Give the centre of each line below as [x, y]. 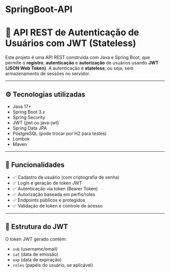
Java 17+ [22, 106]
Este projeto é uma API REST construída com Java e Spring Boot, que [78, 57]
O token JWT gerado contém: [36, 239]
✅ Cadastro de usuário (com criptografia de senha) [66, 177]
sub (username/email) [35, 249]
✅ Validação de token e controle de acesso [57, 206]
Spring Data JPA [30, 128]
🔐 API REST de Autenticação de [72, 33]
